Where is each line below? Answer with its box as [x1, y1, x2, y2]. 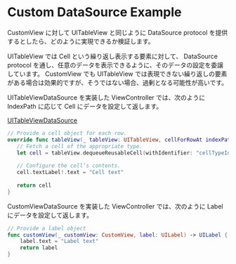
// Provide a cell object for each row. [7, 129, 128, 137]
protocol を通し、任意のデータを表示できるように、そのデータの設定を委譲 [7, 60, 223, 69]
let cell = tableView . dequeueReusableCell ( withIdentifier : [16, 149, 193, 157]
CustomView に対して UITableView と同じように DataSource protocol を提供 [7, 28, 228, 37]
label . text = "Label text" [20, 238, 99, 245]
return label [20, 244, 58, 251]
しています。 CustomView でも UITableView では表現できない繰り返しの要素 [7, 70, 228, 78]
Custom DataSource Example [7, 4, 182, 20]
